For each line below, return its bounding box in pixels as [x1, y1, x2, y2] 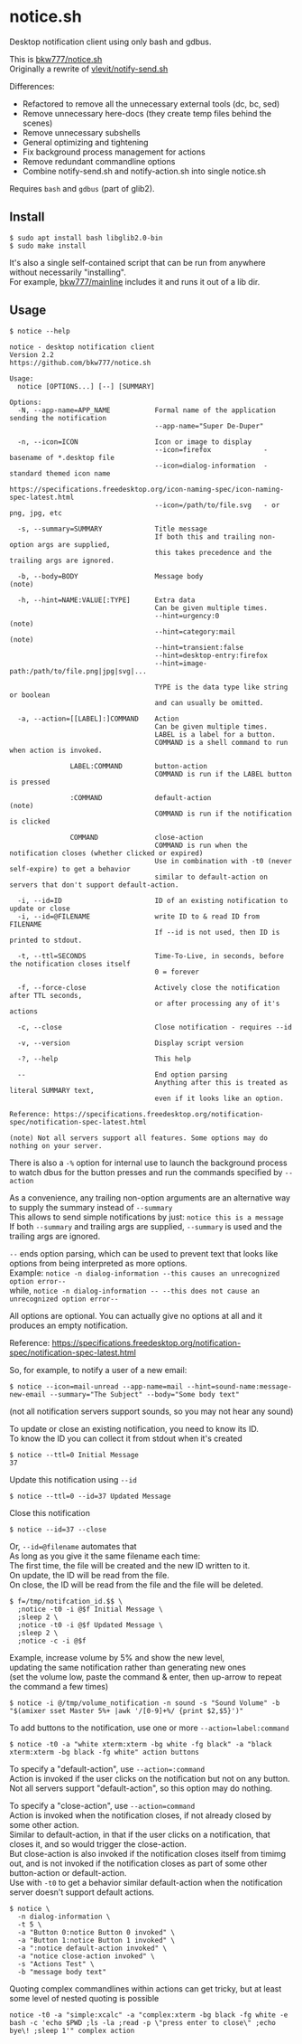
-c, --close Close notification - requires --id [17, 1022, 293, 1031]
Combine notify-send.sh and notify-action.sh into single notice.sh [22, 165, 267, 176]
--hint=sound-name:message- [186, 1381, 293, 1391]
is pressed [9, 777, 50, 787]
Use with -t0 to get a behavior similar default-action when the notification [9, 1877, 283, 1888]
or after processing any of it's [154, 999, 280, 1008]
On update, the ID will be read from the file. [9, 1569, 169, 1580]
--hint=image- [154, 658, 207, 668]
